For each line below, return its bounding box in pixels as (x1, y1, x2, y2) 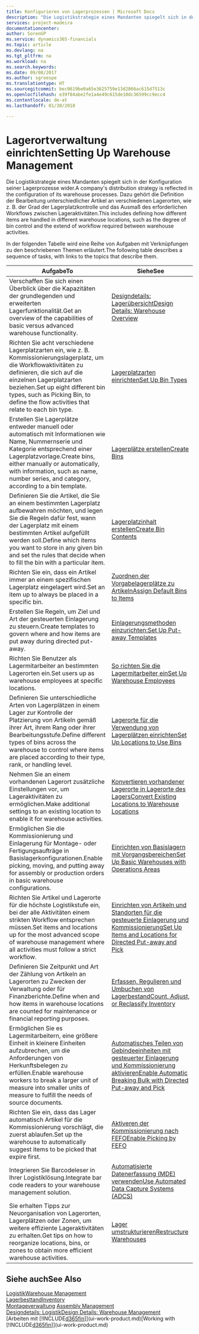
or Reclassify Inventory (111, 999, 176, 1008)
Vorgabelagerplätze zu (111, 579, 175, 588)
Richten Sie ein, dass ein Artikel (9, 568, 97, 576)
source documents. (9, 1099, 63, 1107)
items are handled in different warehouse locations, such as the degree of (6, 216, 187, 223)
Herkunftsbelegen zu (9, 1061, 68, 1070)
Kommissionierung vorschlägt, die (9, 1123, 104, 1131)
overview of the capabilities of (9, 314, 94, 323)
